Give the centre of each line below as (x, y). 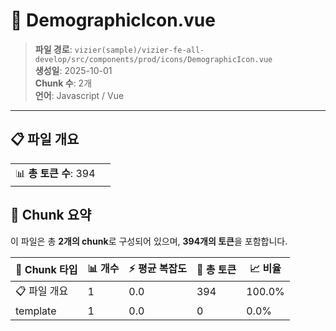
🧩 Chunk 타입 (46, 270)
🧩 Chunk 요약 (51, 215)
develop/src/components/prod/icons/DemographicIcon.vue (153, 59)
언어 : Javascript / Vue (79, 95)
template (36, 311)
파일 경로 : (53, 49)
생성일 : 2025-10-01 (73, 70)
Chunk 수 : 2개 (63, 83)
